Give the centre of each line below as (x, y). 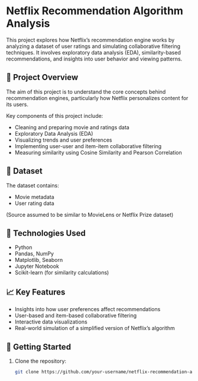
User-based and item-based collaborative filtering (76, 316)
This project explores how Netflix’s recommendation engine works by (90, 40)
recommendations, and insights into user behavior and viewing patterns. (94, 59)
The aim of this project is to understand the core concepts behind (86, 92)
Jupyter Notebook (37, 266)
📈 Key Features (36, 292)
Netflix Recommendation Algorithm (95, 11)
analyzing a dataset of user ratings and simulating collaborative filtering (93, 46)
